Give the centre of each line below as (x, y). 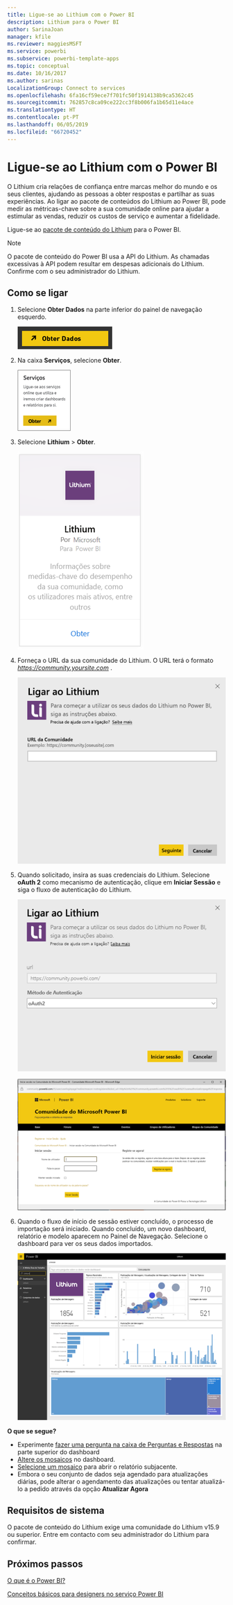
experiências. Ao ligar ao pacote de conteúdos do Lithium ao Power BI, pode (117, 201)
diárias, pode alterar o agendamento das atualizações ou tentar (108, 1481)
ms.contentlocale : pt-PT (43, 117)
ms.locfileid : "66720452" (44, 132)
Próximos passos (45, 1564)
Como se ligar (38, 293)
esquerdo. (32, 317)
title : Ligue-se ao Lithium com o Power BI (71, 15)
